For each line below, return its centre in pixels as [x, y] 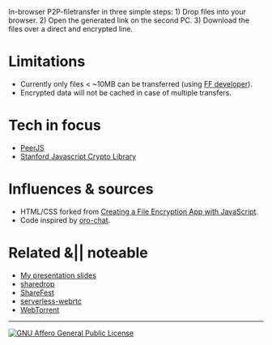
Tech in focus [55, 126]
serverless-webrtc [51, 301]
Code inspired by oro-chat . [65, 220]
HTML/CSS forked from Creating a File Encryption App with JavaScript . [139, 211]
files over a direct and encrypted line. [71, 29]
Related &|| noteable [78, 253]
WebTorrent [40, 309]
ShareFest [37, 292]
